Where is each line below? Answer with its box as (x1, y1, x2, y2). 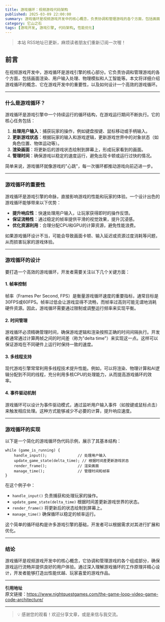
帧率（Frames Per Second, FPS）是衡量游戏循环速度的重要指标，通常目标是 (5, 293, 159, 299)
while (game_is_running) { (5, 448, 60, 453)
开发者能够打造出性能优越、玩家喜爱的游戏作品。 (13, 570, 113, 576)
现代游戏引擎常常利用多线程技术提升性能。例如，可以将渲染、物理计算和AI (5, 365, 156, 371)
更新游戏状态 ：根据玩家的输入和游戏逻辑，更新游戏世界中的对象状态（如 (12, 135, 159, 140)
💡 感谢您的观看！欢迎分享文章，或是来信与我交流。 (17, 612, 121, 618)
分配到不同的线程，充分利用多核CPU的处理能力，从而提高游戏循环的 (9, 372, 148, 378)
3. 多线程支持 (5, 353, 32, 359)
